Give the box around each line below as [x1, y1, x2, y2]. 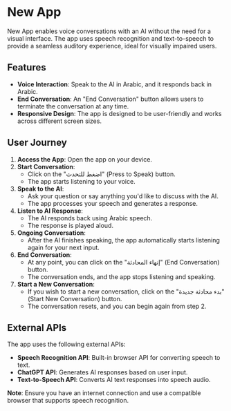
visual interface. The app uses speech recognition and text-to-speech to [7, 34, 214, 42]
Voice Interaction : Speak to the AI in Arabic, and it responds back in [17, 80, 212, 88]
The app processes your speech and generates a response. [27, 199, 198, 207]
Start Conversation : [17, 162, 75, 171]
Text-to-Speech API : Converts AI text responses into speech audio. [17, 376, 211, 384]
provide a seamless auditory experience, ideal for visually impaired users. [7, 41, 217, 50]
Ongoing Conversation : [17, 229, 86, 237]
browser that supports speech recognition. [7, 396, 129, 405]
